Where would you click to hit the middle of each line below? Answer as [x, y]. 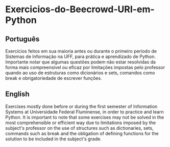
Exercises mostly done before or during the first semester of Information [81, 106]
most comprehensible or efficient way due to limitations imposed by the [81, 123]
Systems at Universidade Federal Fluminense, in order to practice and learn [85, 112]
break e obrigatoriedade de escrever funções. [54, 78]
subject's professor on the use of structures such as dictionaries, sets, [80, 128]
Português [22, 39]
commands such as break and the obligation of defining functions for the [82, 133]
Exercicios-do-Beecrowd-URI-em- [80, 9]
